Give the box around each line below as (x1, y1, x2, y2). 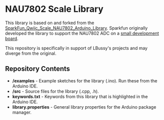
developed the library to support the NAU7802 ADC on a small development (5, 30, 159, 36)
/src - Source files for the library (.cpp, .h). (12, 88, 99, 94)
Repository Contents (5, 65, 70, 73)
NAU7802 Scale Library (5, 3, 103, 15)
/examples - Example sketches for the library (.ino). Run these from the (12, 78, 158, 83)
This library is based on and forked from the (5, 20, 95, 26)
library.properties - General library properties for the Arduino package (12, 104, 157, 110)
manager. (12, 109, 32, 115)
